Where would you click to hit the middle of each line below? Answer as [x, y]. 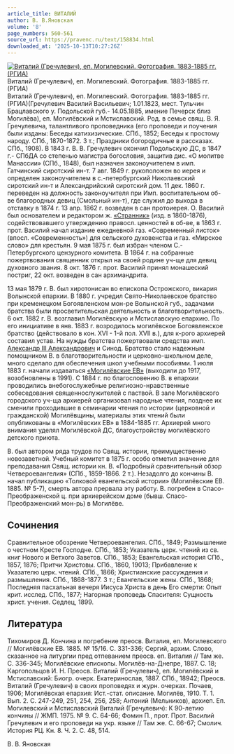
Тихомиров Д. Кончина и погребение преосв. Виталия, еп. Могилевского [117, 641]
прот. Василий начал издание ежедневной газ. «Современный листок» [114, 230]
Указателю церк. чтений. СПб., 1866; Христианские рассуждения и [108, 572]
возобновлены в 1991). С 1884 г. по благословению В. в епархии [103, 378]
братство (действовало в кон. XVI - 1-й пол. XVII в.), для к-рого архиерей [116, 333]
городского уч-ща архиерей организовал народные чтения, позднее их [115, 400]
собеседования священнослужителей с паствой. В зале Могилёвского [114, 393]
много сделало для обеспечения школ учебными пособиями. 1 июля [110, 363]
